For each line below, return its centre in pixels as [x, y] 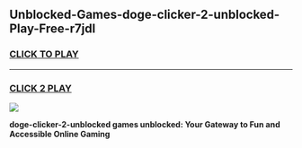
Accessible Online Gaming [60, 134]
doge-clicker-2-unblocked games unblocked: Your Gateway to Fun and [145, 124]
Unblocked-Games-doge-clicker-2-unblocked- [145, 15]
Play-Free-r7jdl [53, 29]
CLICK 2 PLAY [40, 88]
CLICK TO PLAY [44, 55]
